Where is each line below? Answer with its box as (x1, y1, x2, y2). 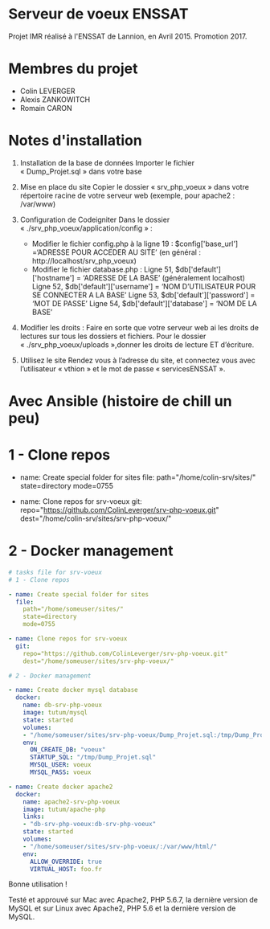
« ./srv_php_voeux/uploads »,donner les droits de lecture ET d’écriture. (19, 339, 255, 350)
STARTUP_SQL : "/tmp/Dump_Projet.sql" (29, 753, 157, 762)
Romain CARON (19, 103, 72, 113)
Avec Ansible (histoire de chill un (8, 392, 232, 410)
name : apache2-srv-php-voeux (22, 797, 121, 806)
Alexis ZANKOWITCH (19, 94, 91, 104)
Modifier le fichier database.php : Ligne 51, (31, 264, 174, 274)
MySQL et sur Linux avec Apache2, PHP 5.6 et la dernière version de (8, 903, 236, 913)
